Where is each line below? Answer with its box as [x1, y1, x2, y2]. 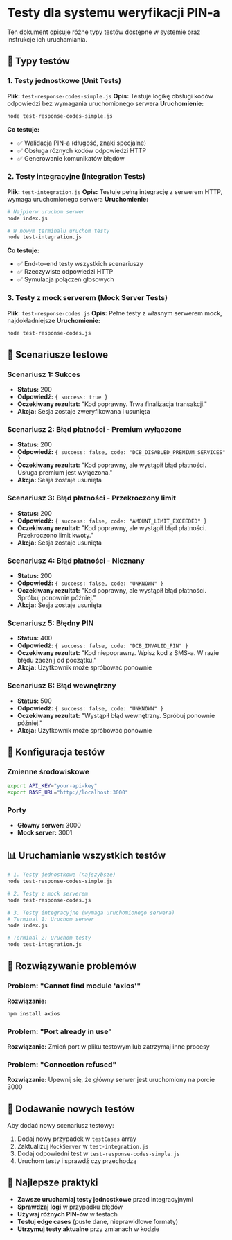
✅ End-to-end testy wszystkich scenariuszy [17, 260, 143, 268]
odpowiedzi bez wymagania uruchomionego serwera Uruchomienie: [7, 99, 204, 107]
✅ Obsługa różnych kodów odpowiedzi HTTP [17, 146, 147, 155]
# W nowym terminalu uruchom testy [7, 227, 110, 234]
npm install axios [7, 1010, 60, 1017]
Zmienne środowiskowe [7, 767, 90, 776]
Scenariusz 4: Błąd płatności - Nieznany [7, 556, 145, 566]
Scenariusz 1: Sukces [7, 369, 81, 379]
